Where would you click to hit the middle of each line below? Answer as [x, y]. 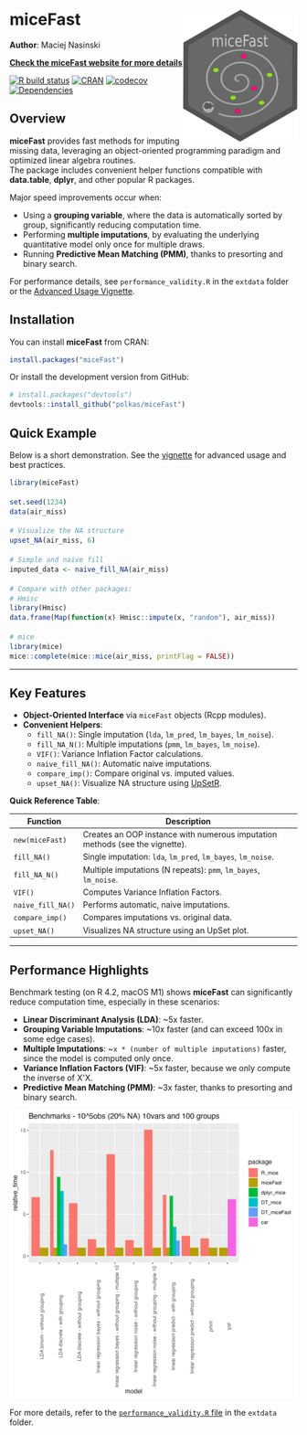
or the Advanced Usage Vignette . [72, 291]
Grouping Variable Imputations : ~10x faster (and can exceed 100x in [153, 1029]
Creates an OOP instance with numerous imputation [180, 834]
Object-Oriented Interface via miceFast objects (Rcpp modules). [144, 715]
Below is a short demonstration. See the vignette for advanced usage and [148, 455]
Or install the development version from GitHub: [99, 377]
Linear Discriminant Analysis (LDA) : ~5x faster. [113, 1020]
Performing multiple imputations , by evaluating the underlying [141, 234]
